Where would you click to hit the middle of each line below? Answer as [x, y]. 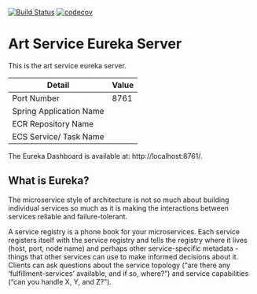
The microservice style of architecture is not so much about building [119, 200]
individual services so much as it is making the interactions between [119, 208]
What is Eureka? [49, 181]
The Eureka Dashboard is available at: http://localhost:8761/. [105, 156]
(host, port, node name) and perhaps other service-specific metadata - [123, 248]
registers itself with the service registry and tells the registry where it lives [128, 240]
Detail [58, 85]
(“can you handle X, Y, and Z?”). [60, 281]
